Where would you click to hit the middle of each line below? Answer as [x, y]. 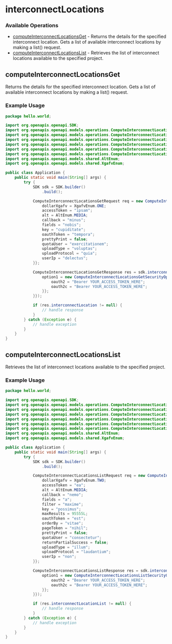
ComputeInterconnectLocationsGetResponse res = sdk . [90, 272]
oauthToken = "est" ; [64, 518]
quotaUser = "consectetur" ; [72, 537]
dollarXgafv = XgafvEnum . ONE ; [74, 206]
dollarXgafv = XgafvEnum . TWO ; [74, 481]
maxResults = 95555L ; [65, 514]
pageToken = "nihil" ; [65, 528]
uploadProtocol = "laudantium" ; [76, 552]
